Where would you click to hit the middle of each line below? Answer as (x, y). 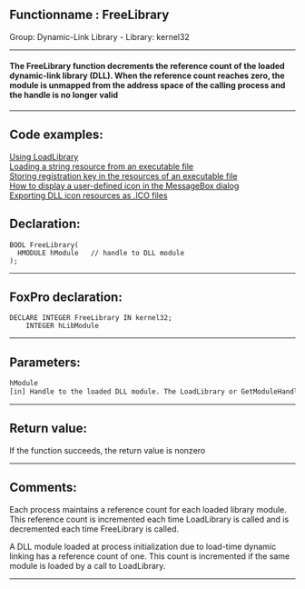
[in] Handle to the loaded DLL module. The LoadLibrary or (123, 392)
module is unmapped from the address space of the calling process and (148, 85)
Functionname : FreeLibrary (89, 15)
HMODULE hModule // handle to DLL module (101, 253)
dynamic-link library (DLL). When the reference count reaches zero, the (147, 75)
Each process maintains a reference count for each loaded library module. (148, 509)
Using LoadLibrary (44, 156)
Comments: (43, 488)
